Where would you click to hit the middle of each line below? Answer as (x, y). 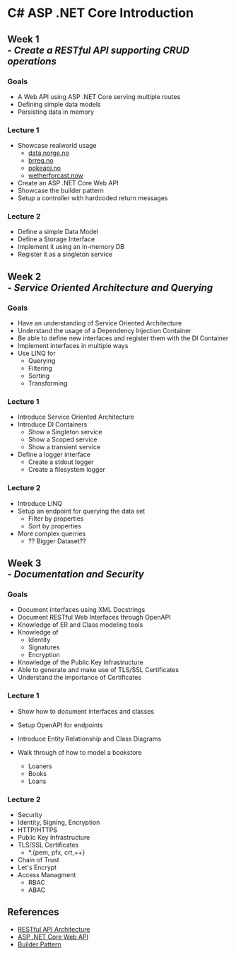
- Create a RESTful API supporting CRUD (98, 50)
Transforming (48, 383)
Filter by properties (56, 519)
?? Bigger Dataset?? (57, 541)
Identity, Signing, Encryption (59, 823)
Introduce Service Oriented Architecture (76, 417)
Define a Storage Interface (56, 239)
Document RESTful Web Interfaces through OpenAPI (94, 618)
